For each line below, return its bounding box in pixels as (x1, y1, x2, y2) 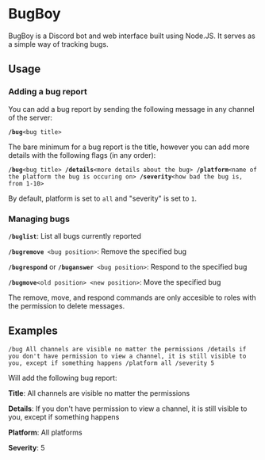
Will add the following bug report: (8, 373, 117, 382)
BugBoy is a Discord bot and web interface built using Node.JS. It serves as (8, 31, 255, 40)
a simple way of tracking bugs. (8, 39, 109, 48)
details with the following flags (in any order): (8, 150, 156, 159)
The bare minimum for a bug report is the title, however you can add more (8, 142, 250, 151)
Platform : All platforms (8, 427, 83, 437)
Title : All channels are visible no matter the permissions (8, 388, 190, 397)
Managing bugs (8, 213, 70, 224)
